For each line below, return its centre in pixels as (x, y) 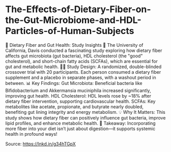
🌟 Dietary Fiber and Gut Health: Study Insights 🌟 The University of (74, 45)
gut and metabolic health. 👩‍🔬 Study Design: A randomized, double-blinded (83, 67)
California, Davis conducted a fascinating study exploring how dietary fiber (84, 50)
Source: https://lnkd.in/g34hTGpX (41, 144)
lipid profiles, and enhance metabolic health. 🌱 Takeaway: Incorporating (81, 123)
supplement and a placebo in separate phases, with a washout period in (81, 77)
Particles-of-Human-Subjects (70, 31)
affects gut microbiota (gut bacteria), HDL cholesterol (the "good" (74, 56)
